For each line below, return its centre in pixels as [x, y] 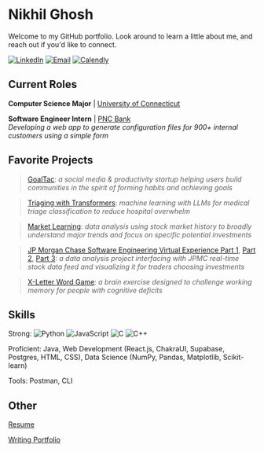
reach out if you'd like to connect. [62, 44]
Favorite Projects [51, 160]
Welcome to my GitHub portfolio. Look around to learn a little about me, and [130, 36]
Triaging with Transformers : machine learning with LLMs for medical [138, 203]
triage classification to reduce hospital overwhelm [109, 211]
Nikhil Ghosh [51, 15]
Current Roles [42, 85]
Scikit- [233, 357]
